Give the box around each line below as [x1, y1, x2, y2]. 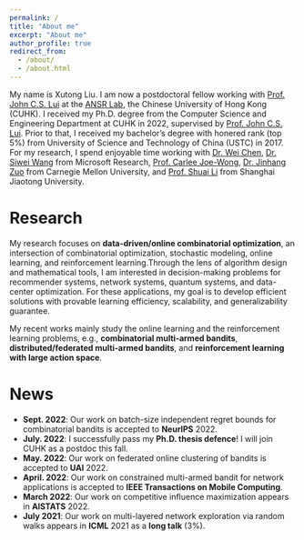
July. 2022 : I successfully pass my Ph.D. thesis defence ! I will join [22, 433, 273, 444]
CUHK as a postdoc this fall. [22, 443, 129, 454]
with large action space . [9, 352, 103, 363]
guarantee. [9, 305, 50, 316]
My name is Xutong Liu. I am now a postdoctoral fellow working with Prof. [9, 88, 285, 100]
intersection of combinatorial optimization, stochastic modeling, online [9, 247, 273, 258]
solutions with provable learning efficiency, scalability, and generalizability [9, 295, 289, 306]
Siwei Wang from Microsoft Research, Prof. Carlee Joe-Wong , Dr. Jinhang [9, 156, 287, 167]
